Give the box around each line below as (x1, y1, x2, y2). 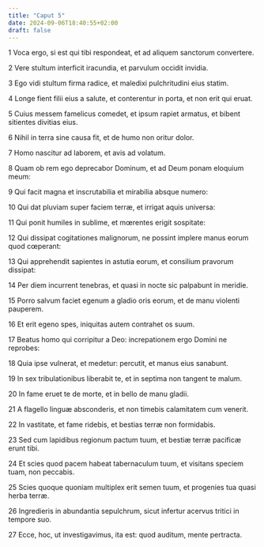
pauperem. (8, 304, 44, 314)
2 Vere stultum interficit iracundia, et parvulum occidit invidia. (8, 63, 209, 73)
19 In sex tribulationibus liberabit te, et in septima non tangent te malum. (8, 374, 243, 383)
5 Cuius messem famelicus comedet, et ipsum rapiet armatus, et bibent (8, 109, 241, 119)
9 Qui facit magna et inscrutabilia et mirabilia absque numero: (8, 187, 208, 197)
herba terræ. (8, 491, 50, 500)
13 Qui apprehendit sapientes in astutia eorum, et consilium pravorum (8, 257, 235, 266)
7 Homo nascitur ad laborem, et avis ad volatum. (8, 148, 166, 158)
